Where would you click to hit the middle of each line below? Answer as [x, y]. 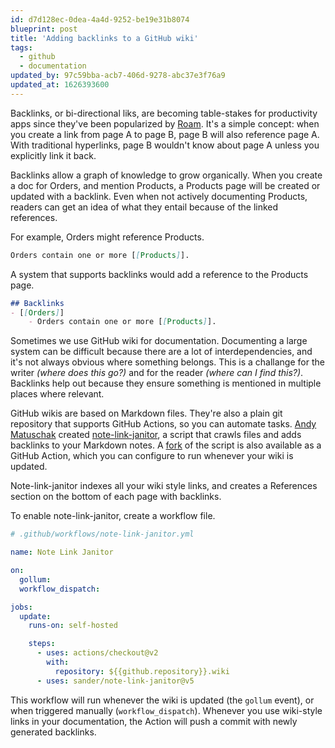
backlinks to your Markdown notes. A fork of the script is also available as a [166, 445]
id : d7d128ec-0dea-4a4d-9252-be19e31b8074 [100, 19]
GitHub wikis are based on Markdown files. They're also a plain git [146, 413]
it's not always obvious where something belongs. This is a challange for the [167, 362]
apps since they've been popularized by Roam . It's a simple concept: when [165, 123]
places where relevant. [57, 394]
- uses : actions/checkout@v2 [97, 653]
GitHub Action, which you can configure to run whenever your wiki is [152, 456]
